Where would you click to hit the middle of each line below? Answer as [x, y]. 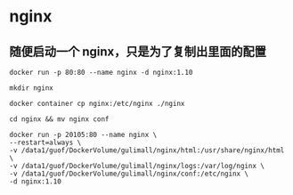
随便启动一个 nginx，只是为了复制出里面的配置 [138, 51]
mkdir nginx [31, 88]
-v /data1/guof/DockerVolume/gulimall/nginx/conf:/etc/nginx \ [129, 174]
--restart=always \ [45, 142]
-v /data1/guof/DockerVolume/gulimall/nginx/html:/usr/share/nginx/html [147, 150]
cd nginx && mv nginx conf [59, 119]
